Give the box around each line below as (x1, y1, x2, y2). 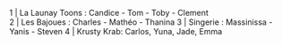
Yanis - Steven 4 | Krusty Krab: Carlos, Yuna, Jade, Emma (9, 26, 223, 36)
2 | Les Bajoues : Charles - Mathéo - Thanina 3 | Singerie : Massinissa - (9, 17, 273, 27)
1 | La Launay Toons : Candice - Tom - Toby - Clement (9, 8, 209, 18)
